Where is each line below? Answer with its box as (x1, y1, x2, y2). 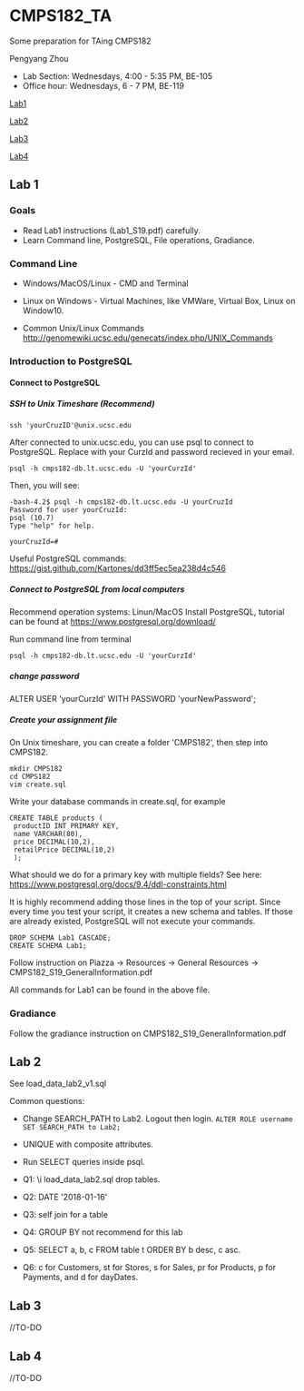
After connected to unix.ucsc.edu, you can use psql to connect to (9, 437, 254, 448)
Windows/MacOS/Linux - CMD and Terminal (22, 278, 189, 289)
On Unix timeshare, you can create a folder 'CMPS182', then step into (9, 737, 269, 748)
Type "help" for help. (9, 521, 95, 531)
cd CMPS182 (9, 773, 51, 782)
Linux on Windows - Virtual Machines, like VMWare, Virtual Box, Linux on (22, 295, 296, 306)
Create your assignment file (9, 714, 118, 725)
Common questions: (9, 1096, 85, 1107)
